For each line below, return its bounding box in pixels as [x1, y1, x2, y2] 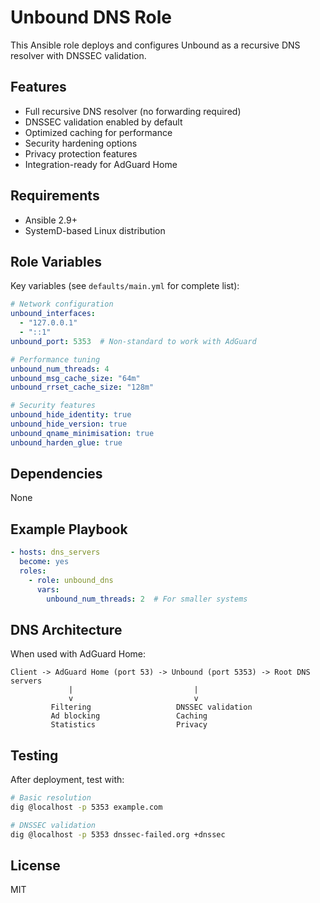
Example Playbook [10, 521, 128, 538]
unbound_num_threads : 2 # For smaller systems [46, 594, 248, 604]
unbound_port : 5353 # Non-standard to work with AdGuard [10, 336, 257, 346]
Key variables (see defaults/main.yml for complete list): [10, 280, 240, 292]
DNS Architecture [10, 621, 123, 638]
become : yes [19, 557, 70, 567]
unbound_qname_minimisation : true [10, 428, 155, 438]
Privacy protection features [24, 147, 138, 160]
